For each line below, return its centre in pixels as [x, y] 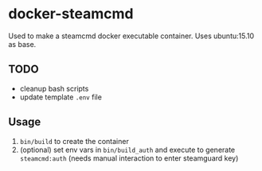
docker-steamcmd [71, 14]
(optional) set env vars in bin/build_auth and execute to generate [127, 150]
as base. [22, 44]
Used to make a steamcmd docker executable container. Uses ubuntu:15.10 [131, 36]
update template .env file [61, 97]
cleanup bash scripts [54, 88]
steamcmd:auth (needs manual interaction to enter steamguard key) [129, 158]
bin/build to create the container [74, 141]
